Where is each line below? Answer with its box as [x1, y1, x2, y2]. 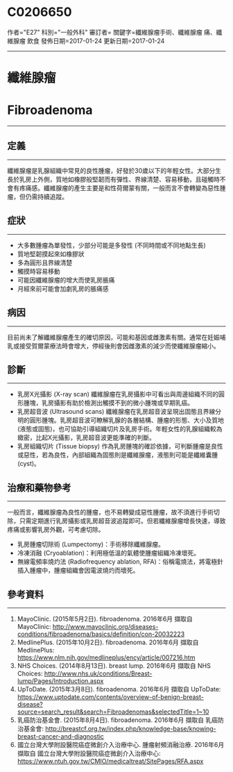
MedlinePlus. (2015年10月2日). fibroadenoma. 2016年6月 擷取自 [17, 638, 199, 646]
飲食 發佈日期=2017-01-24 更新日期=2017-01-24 [26, 36, 165, 45]
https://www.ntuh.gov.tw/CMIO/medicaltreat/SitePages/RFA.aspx [17, 757, 204, 765]
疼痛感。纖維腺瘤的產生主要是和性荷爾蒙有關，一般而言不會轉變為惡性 [19, 183, 220, 192]
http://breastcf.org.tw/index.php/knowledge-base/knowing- [44, 724, 216, 732]
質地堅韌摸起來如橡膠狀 [17, 249, 85, 258]
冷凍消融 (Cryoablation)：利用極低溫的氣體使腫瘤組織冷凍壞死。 [17, 549, 200, 557]
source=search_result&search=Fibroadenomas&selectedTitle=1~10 [17, 707, 209, 716]
